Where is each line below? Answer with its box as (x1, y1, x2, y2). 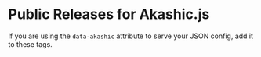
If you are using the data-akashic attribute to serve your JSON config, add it (8, 31, 253, 41)
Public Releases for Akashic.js (8, 5, 210, 23)
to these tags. (8, 39, 53, 48)
